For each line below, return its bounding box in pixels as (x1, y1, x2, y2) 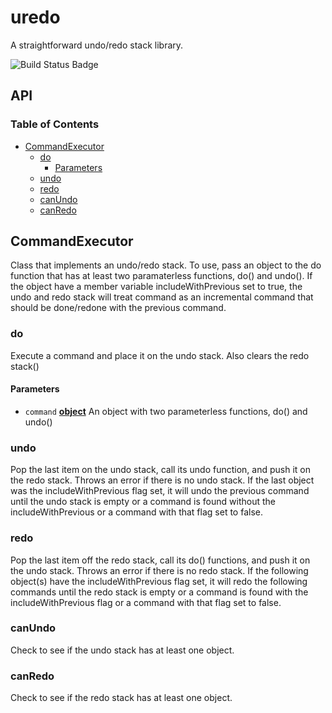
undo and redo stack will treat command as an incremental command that (10, 291, 314, 303)
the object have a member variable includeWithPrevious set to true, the (10, 281, 303, 293)
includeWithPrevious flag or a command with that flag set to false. (10, 596, 282, 608)
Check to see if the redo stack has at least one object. (10, 692, 233, 704)
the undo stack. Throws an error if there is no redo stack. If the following (10, 564, 309, 576)
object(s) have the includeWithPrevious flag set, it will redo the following (10, 575, 308, 587)
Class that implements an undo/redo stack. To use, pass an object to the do (10, 259, 322, 271)
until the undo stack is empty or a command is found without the (10, 496, 276, 508)
